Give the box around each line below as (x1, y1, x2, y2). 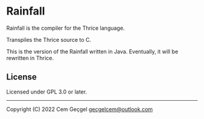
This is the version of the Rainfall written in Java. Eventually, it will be (6, 47, 178, 55)
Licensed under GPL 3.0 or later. (6, 88, 87, 95)
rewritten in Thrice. (6, 54, 54, 61)
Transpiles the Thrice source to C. (6, 36, 92, 43)
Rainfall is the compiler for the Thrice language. (6, 24, 125, 32)
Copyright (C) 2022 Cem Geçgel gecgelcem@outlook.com (6, 105, 153, 113)
